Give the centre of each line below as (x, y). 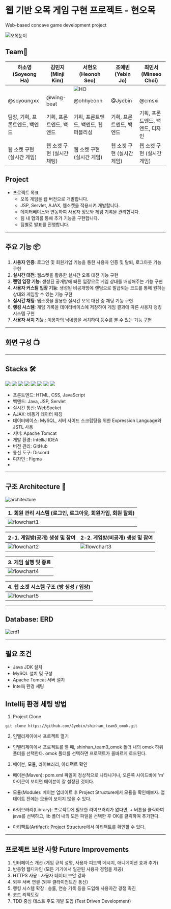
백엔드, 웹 (92, 124)
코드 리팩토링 (26, 895)
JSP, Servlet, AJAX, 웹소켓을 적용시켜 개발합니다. (70, 205)
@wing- (56, 97)
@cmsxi (149, 100)
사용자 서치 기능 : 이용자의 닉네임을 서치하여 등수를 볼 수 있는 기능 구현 (82, 320)
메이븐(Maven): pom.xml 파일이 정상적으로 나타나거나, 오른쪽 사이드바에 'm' (89, 775)
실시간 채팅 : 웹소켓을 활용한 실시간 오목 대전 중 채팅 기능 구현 (73, 301)
